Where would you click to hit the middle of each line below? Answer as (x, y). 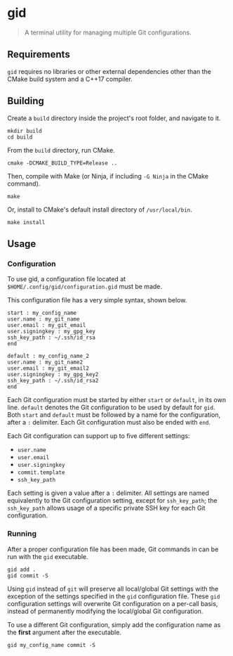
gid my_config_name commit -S (52, 645)
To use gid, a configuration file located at (67, 279)
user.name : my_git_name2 (45, 362)
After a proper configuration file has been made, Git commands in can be (113, 549)
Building (26, 101)
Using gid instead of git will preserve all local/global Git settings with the (113, 589)
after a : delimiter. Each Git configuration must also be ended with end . (109, 423)
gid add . (22, 570)
